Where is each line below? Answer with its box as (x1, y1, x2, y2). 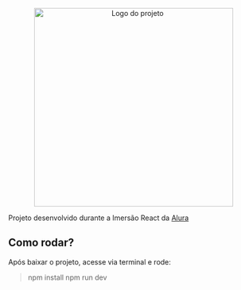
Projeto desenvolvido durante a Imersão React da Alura (8, 213, 189, 222)
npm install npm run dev (27, 273, 107, 282)
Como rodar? (8, 236, 75, 249)
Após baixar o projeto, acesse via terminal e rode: (8, 257, 171, 266)
